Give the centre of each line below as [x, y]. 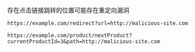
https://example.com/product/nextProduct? [70, 35]
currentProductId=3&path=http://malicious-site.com [84, 42]
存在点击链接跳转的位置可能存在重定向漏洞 [68, 10]
